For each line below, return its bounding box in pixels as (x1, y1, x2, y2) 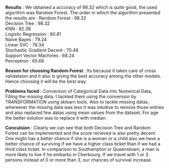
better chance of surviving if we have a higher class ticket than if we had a (5, 141, 160, 147)
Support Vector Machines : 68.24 (5, 52, 75, 59)
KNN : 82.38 (5, 26, 31, 32)
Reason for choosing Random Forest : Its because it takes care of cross (5, 68, 156, 74)
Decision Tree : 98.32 (5, 20, 50, 26)
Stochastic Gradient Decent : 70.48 (5, 47, 78, 53)
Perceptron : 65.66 (5, 58, 45, 64)
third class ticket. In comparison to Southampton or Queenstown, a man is (5, 146, 159, 152)
